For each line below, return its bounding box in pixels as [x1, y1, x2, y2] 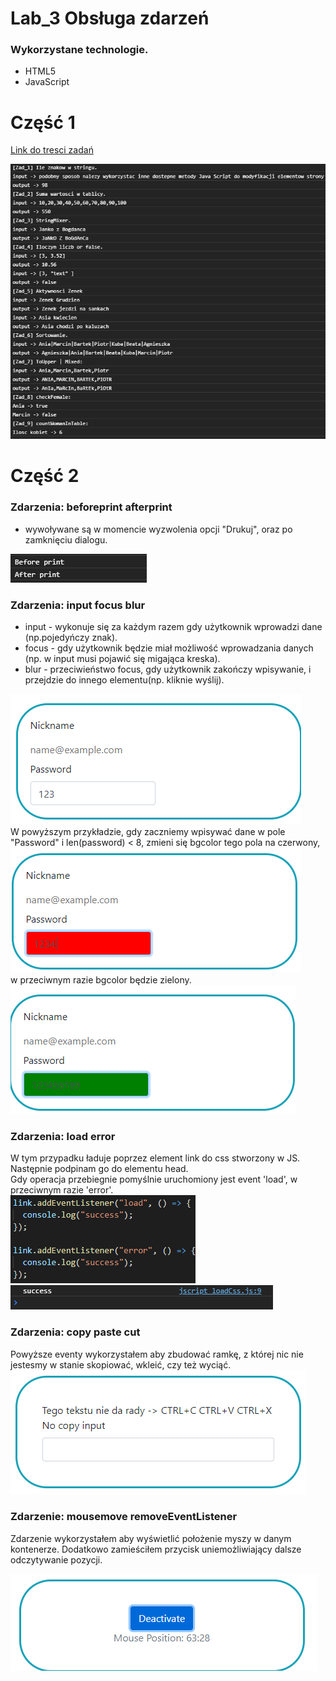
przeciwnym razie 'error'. [10, 1184, 114, 1196]
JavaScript [24, 76, 70, 88]
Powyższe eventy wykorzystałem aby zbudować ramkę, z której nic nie [10, 1348, 304, 1360]
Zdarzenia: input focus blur [10, 598, 146, 612]
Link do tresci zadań [10, 144, 94, 156]
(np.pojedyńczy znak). [24, 631, 118, 643]
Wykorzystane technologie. [10, 43, 149, 57]
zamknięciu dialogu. [24, 533, 108, 546]
